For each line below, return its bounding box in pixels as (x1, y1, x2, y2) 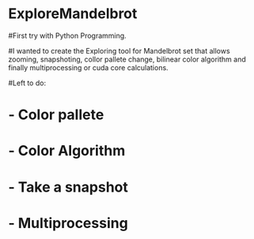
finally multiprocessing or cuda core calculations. (8, 62, 169, 72)
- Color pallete (8, 106, 104, 124)
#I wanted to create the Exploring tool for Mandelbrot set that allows (8, 46, 231, 55)
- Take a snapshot (8, 178, 128, 196)
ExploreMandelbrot (8, 5, 138, 23)
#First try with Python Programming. (8, 31, 127, 40)
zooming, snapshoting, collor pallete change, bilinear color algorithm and (8, 54, 247, 64)
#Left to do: (8, 78, 46, 88)
